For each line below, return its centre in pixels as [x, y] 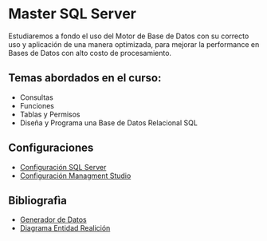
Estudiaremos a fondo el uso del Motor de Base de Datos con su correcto [129, 36]
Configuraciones [51, 148]
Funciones [37, 105]
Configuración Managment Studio [75, 176]
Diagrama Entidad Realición [65, 228]
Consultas [36, 97]
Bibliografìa [38, 200]
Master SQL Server [73, 14]
